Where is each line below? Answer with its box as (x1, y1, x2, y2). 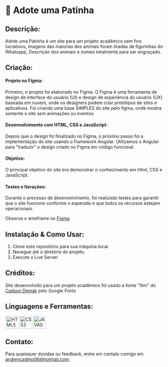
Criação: (5, 63, 33, 72)
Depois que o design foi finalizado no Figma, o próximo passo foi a (5, 133, 143, 139)
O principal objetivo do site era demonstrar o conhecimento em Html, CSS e (5, 167, 162, 172)
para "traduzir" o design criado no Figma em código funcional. (5, 144, 135, 150)
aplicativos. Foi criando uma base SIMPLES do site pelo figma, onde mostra (5, 105, 162, 111)
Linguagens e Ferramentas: (5, 302, 94, 311)
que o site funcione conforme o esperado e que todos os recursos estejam (5, 200, 160, 206)
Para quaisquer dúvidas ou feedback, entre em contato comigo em (5, 351, 144, 357)
